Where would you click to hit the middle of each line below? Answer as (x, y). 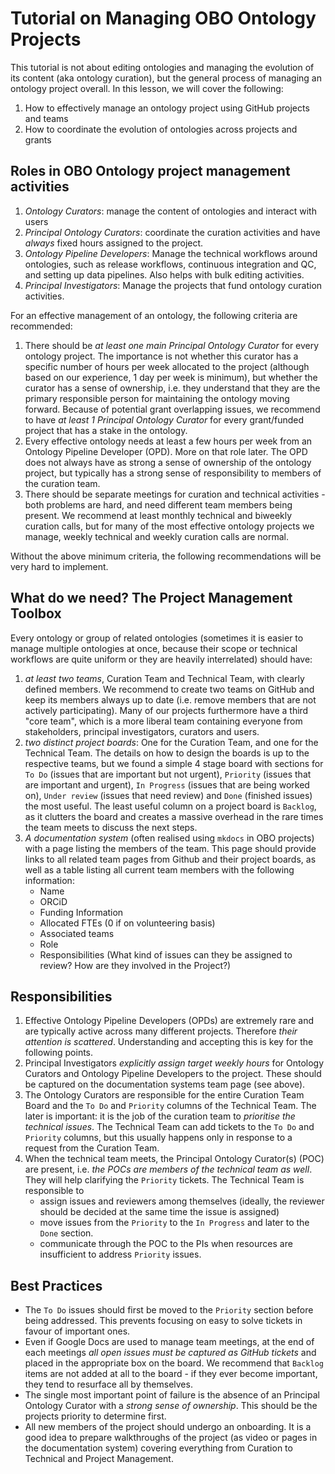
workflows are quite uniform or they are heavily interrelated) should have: (161, 659)
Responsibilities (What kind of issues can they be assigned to (166, 954)
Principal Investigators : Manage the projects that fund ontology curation (173, 285)
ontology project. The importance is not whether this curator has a (161, 356)
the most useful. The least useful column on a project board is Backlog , (170, 806)
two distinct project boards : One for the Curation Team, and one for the (171, 742)
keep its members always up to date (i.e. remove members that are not (170, 699)
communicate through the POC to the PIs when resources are (166, 1244)
